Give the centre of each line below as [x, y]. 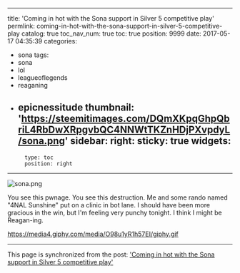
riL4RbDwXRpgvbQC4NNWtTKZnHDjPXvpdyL [124, 130]
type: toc [39, 158]
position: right [49, 164]
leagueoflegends [42, 78]
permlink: [21, 26]
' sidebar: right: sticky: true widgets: [148, 141]
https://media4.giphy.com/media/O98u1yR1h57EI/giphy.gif [93, 234]
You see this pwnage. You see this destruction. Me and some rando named [117, 197]
